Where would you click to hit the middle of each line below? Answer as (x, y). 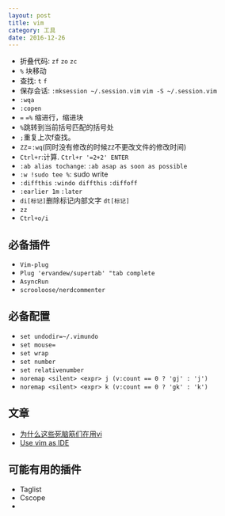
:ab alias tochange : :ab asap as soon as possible (103, 166)
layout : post (30, 15)
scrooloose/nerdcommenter (62, 290)
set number (38, 362)
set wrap (34, 353)
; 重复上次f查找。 (47, 137)
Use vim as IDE (44, 442)
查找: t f (33, 81)
